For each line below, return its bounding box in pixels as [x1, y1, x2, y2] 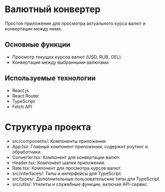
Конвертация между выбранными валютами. [12, 59, 110, 65]
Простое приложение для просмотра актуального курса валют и [5, 20, 146, 26]
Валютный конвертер [5, 4, 101, 15]
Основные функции [5, 41, 71, 49]
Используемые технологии [5, 74, 96, 83]
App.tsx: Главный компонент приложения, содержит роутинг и [12, 143, 148, 149]
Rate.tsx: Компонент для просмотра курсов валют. [12, 165, 122, 171]
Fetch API [12, 103, 32, 109]
